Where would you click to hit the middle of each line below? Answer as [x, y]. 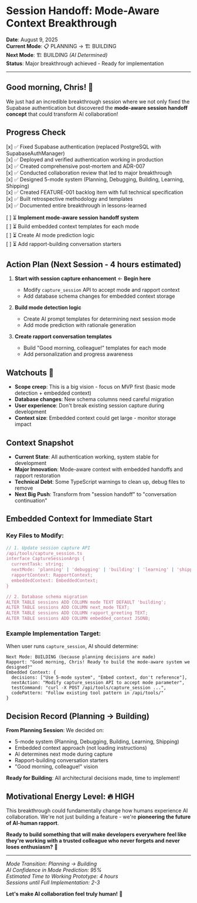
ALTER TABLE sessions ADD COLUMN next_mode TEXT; [68, 608]
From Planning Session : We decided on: [55, 730]
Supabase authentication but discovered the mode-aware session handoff [97, 107]
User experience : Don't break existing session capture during [89, 406]
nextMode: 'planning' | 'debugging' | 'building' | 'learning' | [93, 570]
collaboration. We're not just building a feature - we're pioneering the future [98, 817]
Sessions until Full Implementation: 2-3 [53, 882]
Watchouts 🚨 [30, 373]
